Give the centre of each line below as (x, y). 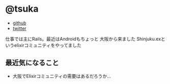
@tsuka (22, 9)
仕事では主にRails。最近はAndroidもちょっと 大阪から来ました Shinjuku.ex (83, 39)
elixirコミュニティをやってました (48, 45)
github (19, 23)
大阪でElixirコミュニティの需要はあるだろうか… (62, 76)
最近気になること (32, 63)
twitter (19, 28)
